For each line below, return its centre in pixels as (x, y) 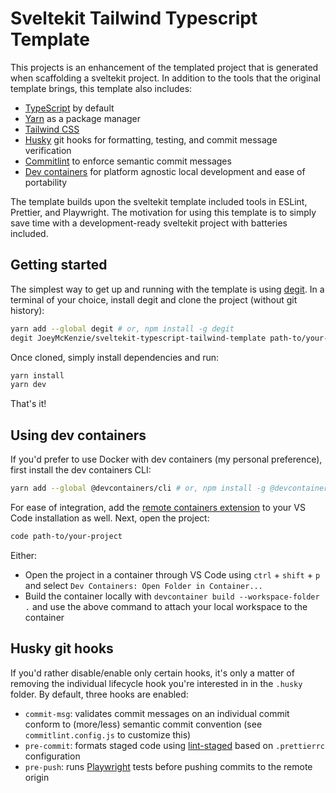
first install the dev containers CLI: (81, 470)
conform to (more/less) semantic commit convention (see (143, 724)
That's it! (28, 404)
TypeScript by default (69, 108)
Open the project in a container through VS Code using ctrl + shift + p (172, 574)
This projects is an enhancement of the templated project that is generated (164, 67)
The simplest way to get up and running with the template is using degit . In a (167, 289)
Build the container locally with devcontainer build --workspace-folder (172, 596)
